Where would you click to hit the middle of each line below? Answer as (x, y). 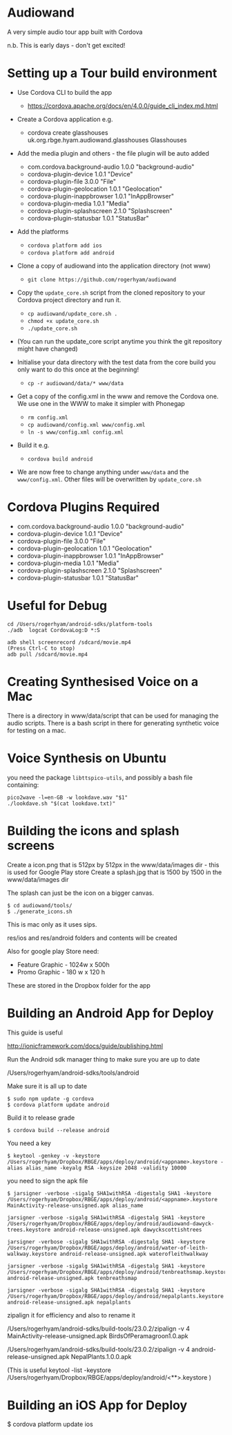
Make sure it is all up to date (47, 1086)
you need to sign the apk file (48, 1181)
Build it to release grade (41, 1118)
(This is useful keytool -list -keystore (59, 1370)
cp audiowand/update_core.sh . (72, 314)
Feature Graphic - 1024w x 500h (63, 964)
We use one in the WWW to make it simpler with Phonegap (101, 403)
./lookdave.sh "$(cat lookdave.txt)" (61, 804)
